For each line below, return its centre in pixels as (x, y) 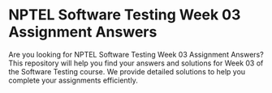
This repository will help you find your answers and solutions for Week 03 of (136, 63)
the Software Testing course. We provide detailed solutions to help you (127, 71)
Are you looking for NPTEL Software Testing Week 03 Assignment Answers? (136, 54)
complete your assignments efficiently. (73, 80)
